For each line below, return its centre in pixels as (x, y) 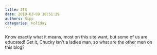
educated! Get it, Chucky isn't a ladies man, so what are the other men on (78, 42)
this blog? (15, 47)
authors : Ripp (19, 18)
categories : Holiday (26, 23)
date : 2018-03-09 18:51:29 (32, 14)
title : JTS (16, 9)
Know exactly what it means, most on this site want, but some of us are (76, 37)
